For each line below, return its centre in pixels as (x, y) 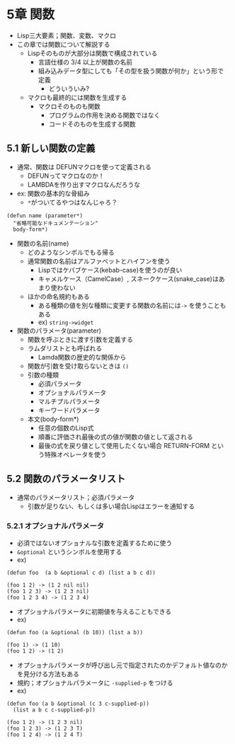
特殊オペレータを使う (75, 454)
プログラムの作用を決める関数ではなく (104, 115)
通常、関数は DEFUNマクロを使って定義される (84, 166)
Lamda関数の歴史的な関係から (82, 357)
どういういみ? (69, 88)
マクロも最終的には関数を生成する (77, 97)
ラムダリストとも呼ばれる (65, 348)
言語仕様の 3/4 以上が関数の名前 (85, 62)
